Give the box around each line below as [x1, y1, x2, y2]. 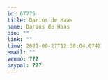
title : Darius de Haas [7, 17, 73, 24]
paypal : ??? [7, 62, 42, 69]
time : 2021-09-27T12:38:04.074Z [7, 42, 101, 49]
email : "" [7, 49, 36, 56]
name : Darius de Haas [7, 23, 70, 30]
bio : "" [7, 29, 30, 37]
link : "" [7, 36, 33, 43]
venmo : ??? [7, 56, 39, 63]
